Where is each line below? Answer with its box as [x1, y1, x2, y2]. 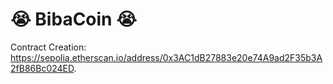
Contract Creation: [10, 41, 87, 53]
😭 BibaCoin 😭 [10, 8, 137, 31]
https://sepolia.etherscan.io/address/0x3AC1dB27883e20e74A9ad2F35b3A [10, 51, 323, 63]
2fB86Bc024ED [10, 62, 75, 74]
